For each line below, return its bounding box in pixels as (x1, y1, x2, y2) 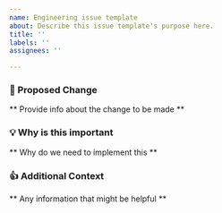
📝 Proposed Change (9, 84, 98, 97)
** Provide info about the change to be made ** (9, 104, 185, 115)
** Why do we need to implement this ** (9, 147, 158, 158)
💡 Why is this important (9, 126, 114, 139)
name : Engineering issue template (9, 13, 139, 22)
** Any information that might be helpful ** (9, 193, 167, 204)
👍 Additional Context (9, 169, 105, 182)
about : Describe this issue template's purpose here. (9, 21, 215, 30)
